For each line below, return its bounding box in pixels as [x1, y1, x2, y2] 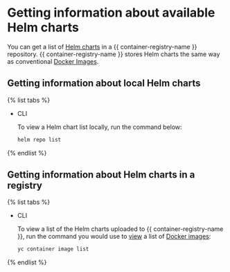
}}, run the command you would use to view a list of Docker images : [17, 232, 211, 241]
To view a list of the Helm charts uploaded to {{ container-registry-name [17, 225, 224, 233]
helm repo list [17, 136, 62, 143]
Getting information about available [7, 5, 215, 21]
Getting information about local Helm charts [7, 78, 201, 90]
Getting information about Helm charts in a [7, 169, 195, 181]
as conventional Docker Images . [7, 57, 99, 65]
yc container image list [17, 246, 89, 253]
